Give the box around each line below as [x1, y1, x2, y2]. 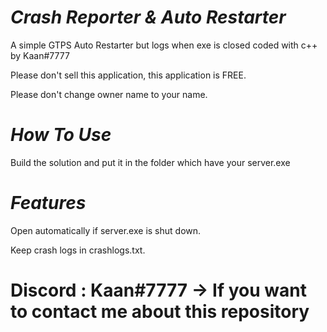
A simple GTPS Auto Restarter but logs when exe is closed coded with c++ [10, 39, 318, 51]
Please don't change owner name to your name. [10, 88, 208, 100]
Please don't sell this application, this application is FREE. [10, 69, 247, 81]
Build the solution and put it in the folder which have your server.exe [10, 156, 291, 168]
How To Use [10, 124, 112, 146]
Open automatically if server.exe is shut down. [10, 224, 202, 236]
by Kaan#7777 [10, 49, 70, 61]
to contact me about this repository [10, 301, 310, 323]
